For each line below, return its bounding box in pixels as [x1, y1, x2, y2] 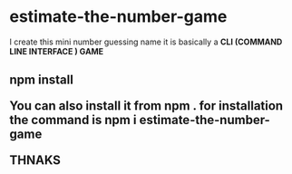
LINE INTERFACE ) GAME [9, 45, 104, 56]
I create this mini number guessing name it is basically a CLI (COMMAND [9, 36, 283, 47]
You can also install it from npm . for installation [9, 98, 284, 114]
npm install [9, 72, 74, 88]
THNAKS [9, 152, 62, 169]
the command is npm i [9, 112, 137, 128]
